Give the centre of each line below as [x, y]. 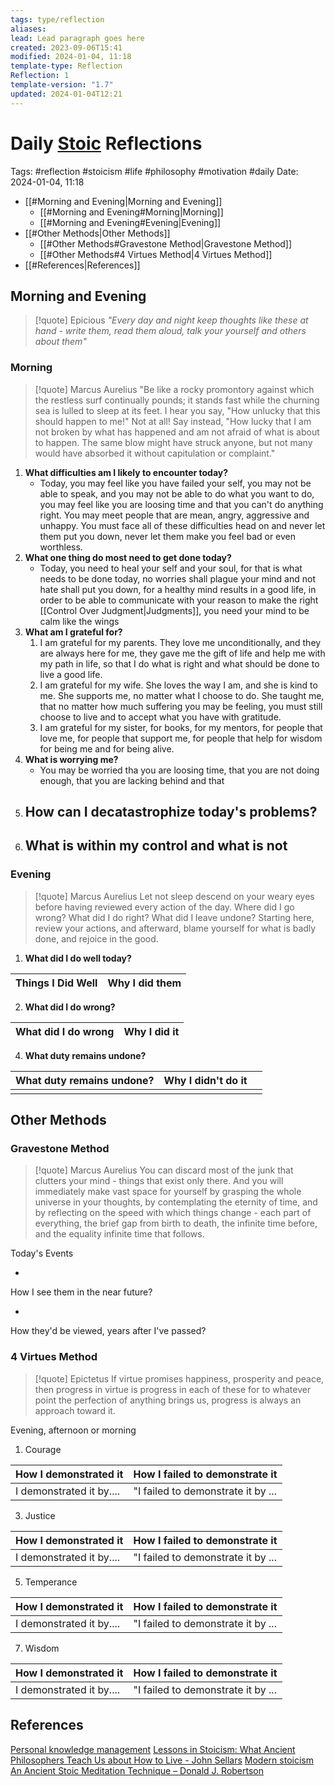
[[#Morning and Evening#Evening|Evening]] [130, 222]
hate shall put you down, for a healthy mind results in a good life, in [178, 589]
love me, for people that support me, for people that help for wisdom [181, 738]
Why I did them [144, 983]
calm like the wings [79, 621]
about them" [60, 342]
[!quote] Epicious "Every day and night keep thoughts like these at [171, 320]
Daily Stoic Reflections [106, 143]
